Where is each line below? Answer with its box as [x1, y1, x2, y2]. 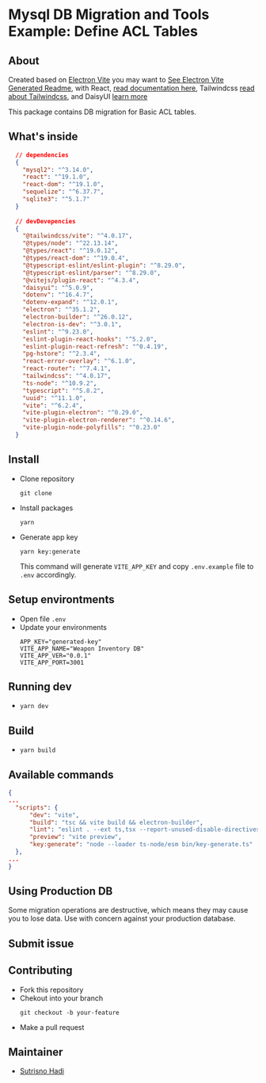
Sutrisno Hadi [19, 1066, 65, 1076]
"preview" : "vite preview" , [28, 833, 123, 841]
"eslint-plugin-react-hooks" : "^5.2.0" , [22, 335, 158, 343]
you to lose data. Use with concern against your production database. [8, 913, 236, 924]
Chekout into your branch [19, 993, 104, 1003]
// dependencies [15, 151, 69, 159]
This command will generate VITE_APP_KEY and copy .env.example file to [19, 561, 254, 571]
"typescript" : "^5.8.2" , [22, 387, 104, 395]
